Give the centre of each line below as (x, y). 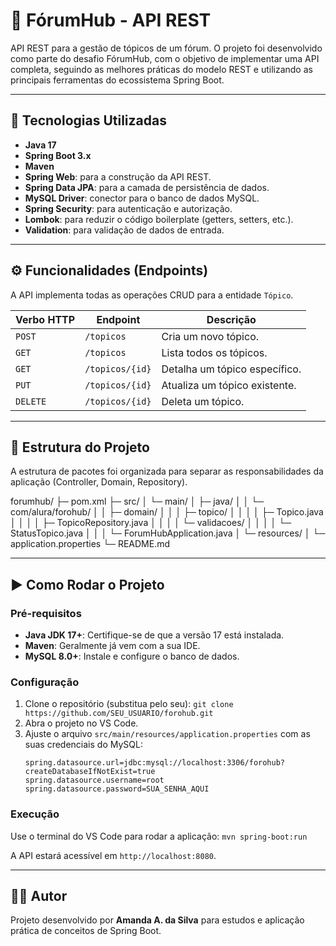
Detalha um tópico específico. (231, 369)
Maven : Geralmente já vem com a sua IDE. (112, 646)
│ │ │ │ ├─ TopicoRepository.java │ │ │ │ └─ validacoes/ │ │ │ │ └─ (151, 523)
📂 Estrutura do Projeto (80, 447)
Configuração (45, 682)
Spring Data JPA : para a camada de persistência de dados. (147, 187)
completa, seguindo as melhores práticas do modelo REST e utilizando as (161, 69)
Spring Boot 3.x (58, 155)
